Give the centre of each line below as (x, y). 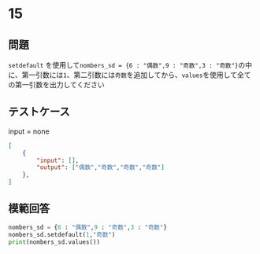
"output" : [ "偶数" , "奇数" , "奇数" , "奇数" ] (101, 167)
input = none (29, 131)
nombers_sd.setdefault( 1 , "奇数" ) (62, 234)
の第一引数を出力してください (56, 85)
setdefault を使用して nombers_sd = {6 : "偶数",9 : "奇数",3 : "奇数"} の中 (130, 65)
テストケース (39, 112)
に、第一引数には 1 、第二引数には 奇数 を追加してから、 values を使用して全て (130, 75)
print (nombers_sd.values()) (54, 242)
